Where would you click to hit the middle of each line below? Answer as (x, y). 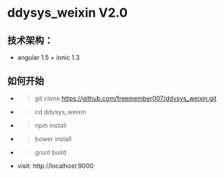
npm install (50, 125)
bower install (53, 139)
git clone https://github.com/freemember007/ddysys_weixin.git (126, 98)
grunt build (50, 152)
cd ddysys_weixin (60, 111)
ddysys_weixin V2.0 (67, 13)
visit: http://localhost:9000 (55, 166)
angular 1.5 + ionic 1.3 (48, 57)
